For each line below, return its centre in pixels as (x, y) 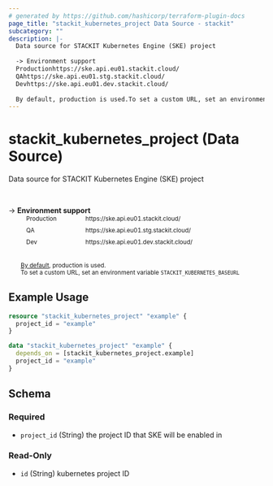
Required (27, 417)
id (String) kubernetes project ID (75, 473)
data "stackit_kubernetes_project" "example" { (91, 346)
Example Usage (49, 297)
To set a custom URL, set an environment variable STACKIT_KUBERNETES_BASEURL (130, 272)
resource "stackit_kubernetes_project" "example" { (97, 316)
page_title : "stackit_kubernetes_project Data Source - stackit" (121, 24)
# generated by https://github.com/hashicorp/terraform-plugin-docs (127, 16)
